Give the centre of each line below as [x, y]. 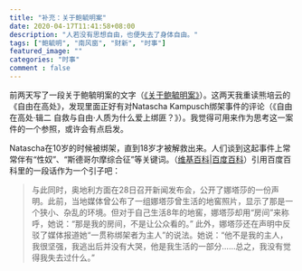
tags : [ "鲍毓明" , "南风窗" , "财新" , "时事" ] [88, 43]
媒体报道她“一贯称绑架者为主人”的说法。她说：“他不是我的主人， [168, 235]
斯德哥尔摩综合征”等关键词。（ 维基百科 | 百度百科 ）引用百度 [175, 159]
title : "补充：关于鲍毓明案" [58, 18]
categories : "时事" [45, 60]
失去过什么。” [71, 257]
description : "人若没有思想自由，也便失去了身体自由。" [104, 34]
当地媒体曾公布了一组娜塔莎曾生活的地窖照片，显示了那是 [178, 201]
